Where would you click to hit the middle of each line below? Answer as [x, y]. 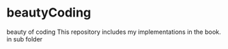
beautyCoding [49, 13]
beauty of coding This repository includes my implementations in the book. [114, 32]
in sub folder [25, 39]
